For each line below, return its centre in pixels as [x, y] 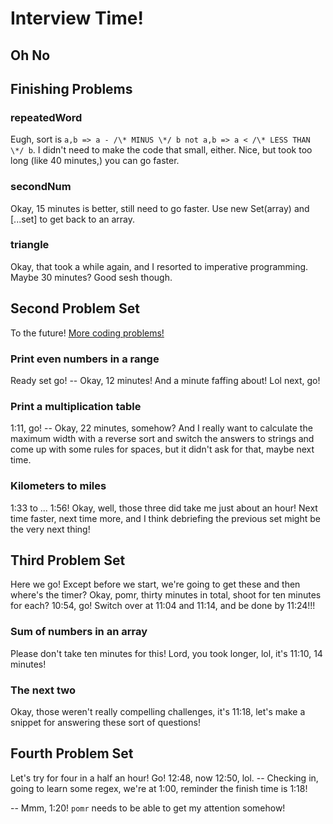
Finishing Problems [71, 88]
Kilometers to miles [58, 486]
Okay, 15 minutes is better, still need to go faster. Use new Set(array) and [160, 208]
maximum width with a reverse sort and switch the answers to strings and [162, 439]
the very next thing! [50, 529]
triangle [30, 245]
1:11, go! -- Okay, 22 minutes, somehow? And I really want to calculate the [161, 428]
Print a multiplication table [76, 406]
